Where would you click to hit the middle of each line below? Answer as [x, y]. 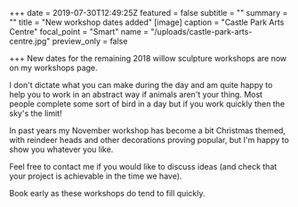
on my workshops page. [53, 68]
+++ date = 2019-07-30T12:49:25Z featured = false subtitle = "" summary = [149, 13]
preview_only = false [90, 41]
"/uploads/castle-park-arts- [201, 32]
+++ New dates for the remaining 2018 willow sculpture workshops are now [148, 58]
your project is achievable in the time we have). [96, 176]
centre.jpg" [30, 41]
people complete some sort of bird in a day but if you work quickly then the [147, 104]
